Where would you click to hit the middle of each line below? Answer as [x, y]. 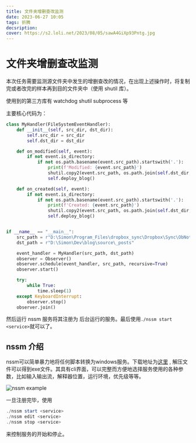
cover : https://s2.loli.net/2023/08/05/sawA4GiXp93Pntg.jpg [81, 33]
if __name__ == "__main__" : [40, 232]
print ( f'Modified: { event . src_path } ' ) [95, 168]
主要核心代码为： [27, 113]
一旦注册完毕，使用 [29, 400]
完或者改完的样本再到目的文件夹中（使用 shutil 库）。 [69, 89]
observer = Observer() [44, 259]
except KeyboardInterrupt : [49, 296]
